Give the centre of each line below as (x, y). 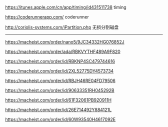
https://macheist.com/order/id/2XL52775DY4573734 (59, 71)
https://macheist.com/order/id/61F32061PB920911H (58, 100)
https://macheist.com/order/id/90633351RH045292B (60, 90)
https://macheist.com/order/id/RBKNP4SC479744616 (60, 61)
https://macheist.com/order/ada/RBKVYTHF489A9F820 (63, 51)
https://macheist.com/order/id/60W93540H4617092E (60, 119)
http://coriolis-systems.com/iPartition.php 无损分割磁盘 (62, 27)
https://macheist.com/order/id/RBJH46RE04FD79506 (60, 80)
